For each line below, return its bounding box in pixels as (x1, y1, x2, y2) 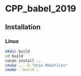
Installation (5, 23, 41, 31)
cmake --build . (5, 68, 39, 73)
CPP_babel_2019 (5, 3, 76, 14)
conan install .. (5, 58, 41, 63)
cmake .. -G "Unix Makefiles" (5, 63, 68, 68)
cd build (5, 53, 23, 59)
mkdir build (5, 49, 30, 54)
